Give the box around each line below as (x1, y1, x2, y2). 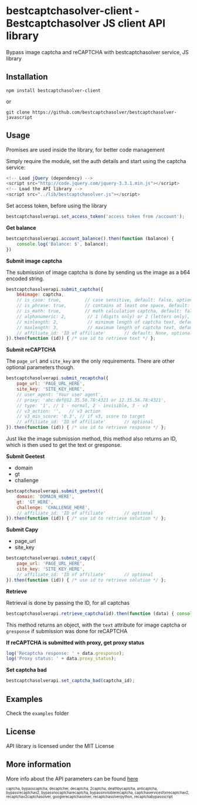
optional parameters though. (6, 364, 75, 371)
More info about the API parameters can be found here (6, 775, 138, 782)
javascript (6, 114, 33, 120)
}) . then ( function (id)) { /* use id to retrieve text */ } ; (6, 336, 157, 342)
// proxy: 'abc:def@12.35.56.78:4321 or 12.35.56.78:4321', (16, 397, 167, 403)
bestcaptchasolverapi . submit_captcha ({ (6, 286, 104, 292)
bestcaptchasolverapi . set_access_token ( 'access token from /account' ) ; (6, 214, 185, 220)
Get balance (6, 224, 36, 231)
